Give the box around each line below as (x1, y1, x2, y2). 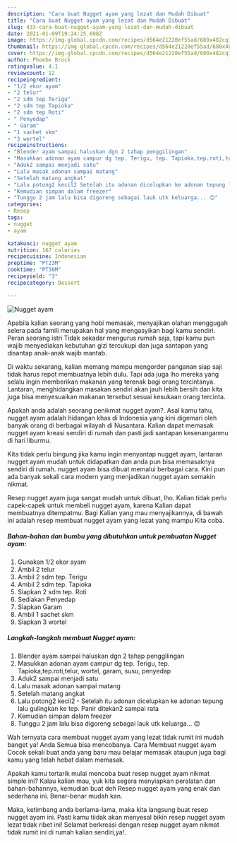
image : (7, 37, 27, 44)
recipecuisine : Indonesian (7, 253, 87, 260)
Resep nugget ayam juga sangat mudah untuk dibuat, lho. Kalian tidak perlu (7, 493, 227, 502)
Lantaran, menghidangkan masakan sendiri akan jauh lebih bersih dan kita (7, 384, 223, 393)
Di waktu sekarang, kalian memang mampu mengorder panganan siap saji (7, 362, 222, 371)
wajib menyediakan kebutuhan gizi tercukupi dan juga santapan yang (7, 341, 208, 350)
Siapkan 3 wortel (17, 618, 67, 626)
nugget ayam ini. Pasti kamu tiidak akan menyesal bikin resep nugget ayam (7, 813, 226, 821)
